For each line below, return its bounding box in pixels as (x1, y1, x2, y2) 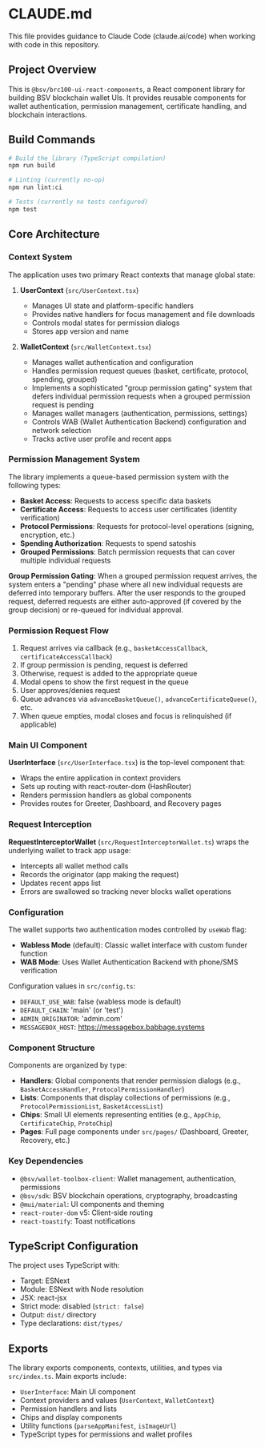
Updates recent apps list (19, 878, 102, 888)
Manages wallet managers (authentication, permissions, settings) (31, 408, 248, 418)
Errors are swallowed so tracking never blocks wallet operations (19, 886, 232, 896)
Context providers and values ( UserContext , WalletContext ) (19, 1396, 215, 1405)
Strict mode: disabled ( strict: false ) (19, 1301, 145, 1311)
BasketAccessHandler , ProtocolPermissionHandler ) (19, 1084, 185, 1094)
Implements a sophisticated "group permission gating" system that (31, 383, 252, 392)
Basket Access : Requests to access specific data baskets (19, 495, 212, 505)
